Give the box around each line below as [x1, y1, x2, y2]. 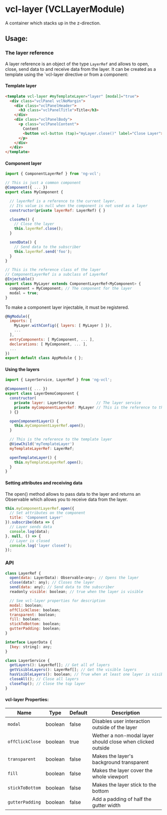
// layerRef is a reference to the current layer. [9, 199, 117, 204]
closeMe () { [9, 217, 35, 222]
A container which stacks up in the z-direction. [5, 20, 101, 26]
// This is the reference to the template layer [9, 437, 112, 442]
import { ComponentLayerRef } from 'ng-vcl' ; [5, 171, 101, 177]
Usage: [5, 34, 28, 43]
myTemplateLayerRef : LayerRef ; [9, 446, 75, 451]
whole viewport [92, 773, 128, 780]
